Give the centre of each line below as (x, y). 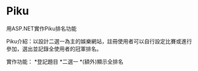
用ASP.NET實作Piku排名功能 (41, 28)
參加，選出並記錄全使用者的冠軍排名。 (54, 49)
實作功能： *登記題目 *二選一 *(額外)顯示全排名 (65, 61)
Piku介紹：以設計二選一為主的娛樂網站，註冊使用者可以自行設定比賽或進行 (99, 41)
